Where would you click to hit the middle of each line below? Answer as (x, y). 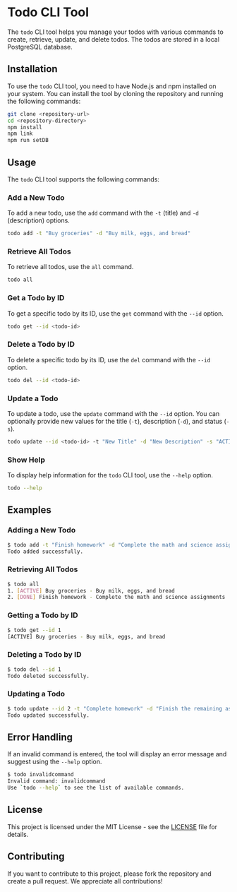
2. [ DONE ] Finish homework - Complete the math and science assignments (116, 597)
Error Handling (40, 737)
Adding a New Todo (42, 530)
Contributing (36, 856)
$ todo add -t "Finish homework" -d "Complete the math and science (110, 545)
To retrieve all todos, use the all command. (71, 267)
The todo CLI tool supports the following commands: (84, 179)
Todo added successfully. (45, 552)
